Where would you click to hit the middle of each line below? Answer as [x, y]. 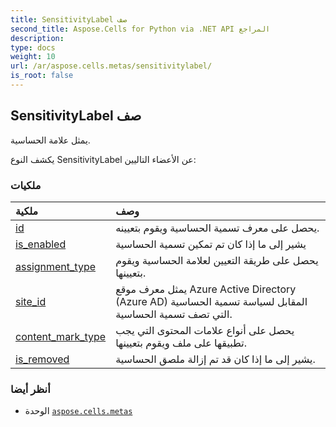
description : [37, 38]
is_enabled [41, 244]
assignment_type [56, 266]
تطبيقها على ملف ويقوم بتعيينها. [181, 343]
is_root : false [42, 76]
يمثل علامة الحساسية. [50, 140]
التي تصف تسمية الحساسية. [174, 314]
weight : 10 [33, 57]
